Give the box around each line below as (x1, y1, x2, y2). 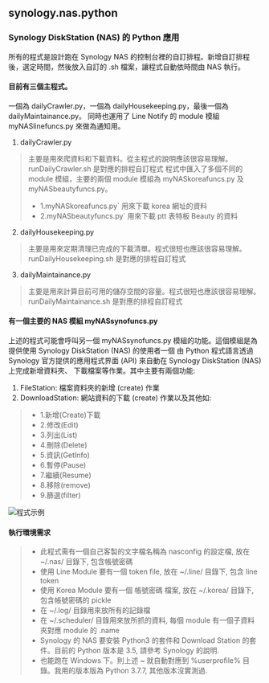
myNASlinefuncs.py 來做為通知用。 (8, 121, 125, 131)
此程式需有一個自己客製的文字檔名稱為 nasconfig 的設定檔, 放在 (39, 546, 251, 557)
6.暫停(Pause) (39, 460, 87, 470)
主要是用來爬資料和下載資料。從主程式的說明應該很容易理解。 (27, 153, 233, 163)
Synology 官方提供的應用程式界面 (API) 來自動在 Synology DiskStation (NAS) (8, 356, 262, 366)
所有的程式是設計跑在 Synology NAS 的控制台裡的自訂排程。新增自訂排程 (8, 51, 251, 61)
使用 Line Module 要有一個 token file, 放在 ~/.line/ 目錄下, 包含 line (39, 566, 259, 577)
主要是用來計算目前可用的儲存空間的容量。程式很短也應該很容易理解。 (27, 286, 261, 296)
